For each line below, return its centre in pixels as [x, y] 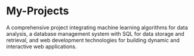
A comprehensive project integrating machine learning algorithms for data [97, 27]
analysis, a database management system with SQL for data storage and [96, 33]
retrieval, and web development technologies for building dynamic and [93, 40]
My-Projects [38, 11]
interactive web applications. [41, 46]
